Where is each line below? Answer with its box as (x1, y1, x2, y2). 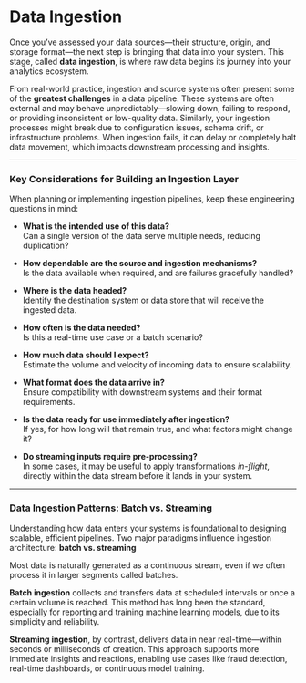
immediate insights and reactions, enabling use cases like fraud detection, (9, 653, 288, 664)
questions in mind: (9, 203, 79, 214)
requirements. (22, 397, 76, 408)
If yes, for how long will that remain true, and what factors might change (22, 424, 293, 435)
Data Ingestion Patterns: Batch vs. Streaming (9, 502, 212, 514)
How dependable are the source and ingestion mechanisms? (22, 258, 258, 269)
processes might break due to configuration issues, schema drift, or (9, 121, 264, 133)
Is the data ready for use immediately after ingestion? (22, 414, 230, 425)
